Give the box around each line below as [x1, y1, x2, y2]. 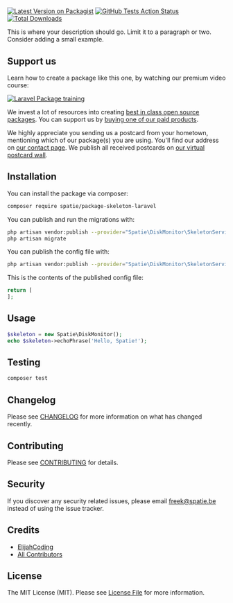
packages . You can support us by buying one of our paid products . [7, 115, 199, 123]
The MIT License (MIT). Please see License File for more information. [7, 588, 205, 597]
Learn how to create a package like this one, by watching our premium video [7, 73, 226, 82]
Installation [7, 171, 57, 183]
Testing [7, 357, 41, 369]
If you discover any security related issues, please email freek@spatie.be [7, 496, 216, 505]
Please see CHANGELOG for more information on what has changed [7, 412, 202, 421]
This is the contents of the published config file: [7, 274, 144, 282]
